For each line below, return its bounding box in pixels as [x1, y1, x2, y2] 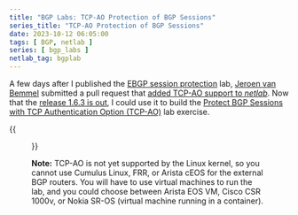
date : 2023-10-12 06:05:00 [9, 29, 109, 38]
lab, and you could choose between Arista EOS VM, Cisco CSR [31, 187, 262, 196]
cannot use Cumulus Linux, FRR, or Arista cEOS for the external [31, 167, 263, 178]
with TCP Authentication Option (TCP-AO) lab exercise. [9, 107, 210, 117]
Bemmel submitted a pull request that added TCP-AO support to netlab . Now [9, 88, 289, 98]
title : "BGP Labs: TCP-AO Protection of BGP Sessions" [9, 12, 216, 22]
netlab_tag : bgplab [9, 54, 82, 63]
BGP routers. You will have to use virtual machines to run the [31, 177, 253, 187]
